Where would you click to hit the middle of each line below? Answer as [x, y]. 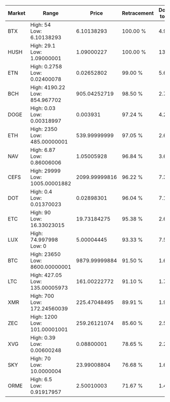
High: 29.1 [43, 46]
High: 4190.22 [48, 87]
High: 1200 [44, 317]
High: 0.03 [43, 108]
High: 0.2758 [46, 66]
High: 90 [40, 213]
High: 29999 [45, 171]
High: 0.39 [43, 338]
